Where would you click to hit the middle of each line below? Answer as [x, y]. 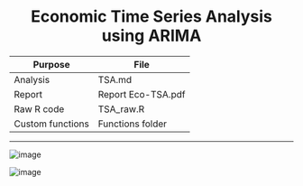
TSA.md [115, 79]
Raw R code [39, 108]
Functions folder [133, 124]
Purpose [51, 64]
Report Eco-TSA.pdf [142, 94]
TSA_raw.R [121, 108]
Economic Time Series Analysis [151, 17]
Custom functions [52, 124]
